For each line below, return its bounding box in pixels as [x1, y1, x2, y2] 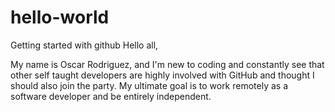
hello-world [10, 6, 110, 29]
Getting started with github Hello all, [10, 39, 159, 51]
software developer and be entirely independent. [10, 90, 212, 102]
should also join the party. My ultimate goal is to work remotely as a [10, 79, 289, 91]
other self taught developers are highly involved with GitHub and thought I [10, 69, 315, 81]
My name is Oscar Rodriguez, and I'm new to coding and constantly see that [10, 58, 325, 70]
